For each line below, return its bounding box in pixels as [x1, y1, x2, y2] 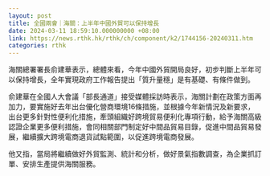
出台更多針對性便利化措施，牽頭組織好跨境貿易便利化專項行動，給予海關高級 [8, 112, 262, 121]
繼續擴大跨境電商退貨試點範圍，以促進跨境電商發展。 [22, 132, 198, 141]
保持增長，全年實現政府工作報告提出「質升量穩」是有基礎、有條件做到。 [14, 75, 255, 84]
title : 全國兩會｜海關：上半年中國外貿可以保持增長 [8, 19, 159, 27]
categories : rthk [8, 42, 67, 50]
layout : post [8, 11, 52, 20]
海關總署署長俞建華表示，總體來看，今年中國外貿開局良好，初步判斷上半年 [8, 65, 255, 75]
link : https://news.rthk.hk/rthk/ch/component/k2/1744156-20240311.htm [8, 34, 253, 43]
